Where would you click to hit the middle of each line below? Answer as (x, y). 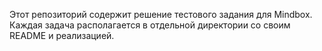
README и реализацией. (62, 35)
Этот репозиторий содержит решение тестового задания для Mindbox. (161, 14)
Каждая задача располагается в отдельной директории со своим (150, 25)
